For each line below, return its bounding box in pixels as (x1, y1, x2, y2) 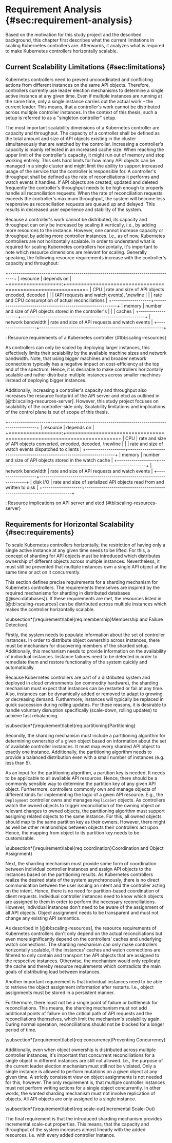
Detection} (5, 621, 28, 627)
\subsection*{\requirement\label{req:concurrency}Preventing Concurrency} (5, 1036, 166, 1043)
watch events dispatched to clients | (5, 446, 82, 452)
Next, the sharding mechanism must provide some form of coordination (5, 860, 157, 866)
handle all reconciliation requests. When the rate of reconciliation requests (5, 190, 163, 196)
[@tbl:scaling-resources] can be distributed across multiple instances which (5, 601, 167, 607)
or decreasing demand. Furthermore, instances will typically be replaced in (5, 696, 164, 702)
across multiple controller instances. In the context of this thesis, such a (5, 109, 158, 115)
